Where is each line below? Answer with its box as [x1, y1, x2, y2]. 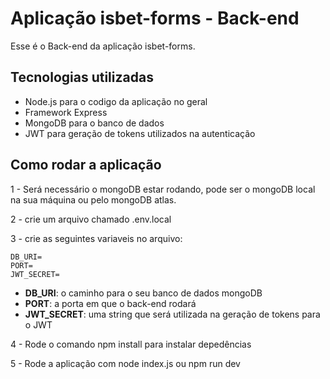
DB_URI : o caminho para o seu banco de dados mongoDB [24, 287, 263, 299]
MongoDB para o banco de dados [24, 117, 165, 129]
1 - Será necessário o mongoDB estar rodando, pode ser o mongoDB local [10, 183, 316, 195]
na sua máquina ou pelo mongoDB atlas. [10, 193, 177, 206]
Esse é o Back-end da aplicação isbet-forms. [10, 40, 196, 52]
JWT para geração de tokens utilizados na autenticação [24, 127, 256, 139]
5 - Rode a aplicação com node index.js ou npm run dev [10, 357, 241, 369]
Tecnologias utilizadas [10, 69, 154, 86]
